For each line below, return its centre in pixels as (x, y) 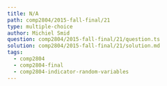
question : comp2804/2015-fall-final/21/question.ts (83, 40)
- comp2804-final (39, 65)
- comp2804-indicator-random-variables (71, 71)
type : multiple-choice (40, 26)
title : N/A (23, 14)
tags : (15, 53)
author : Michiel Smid (39, 33)
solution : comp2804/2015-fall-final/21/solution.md (83, 46)
